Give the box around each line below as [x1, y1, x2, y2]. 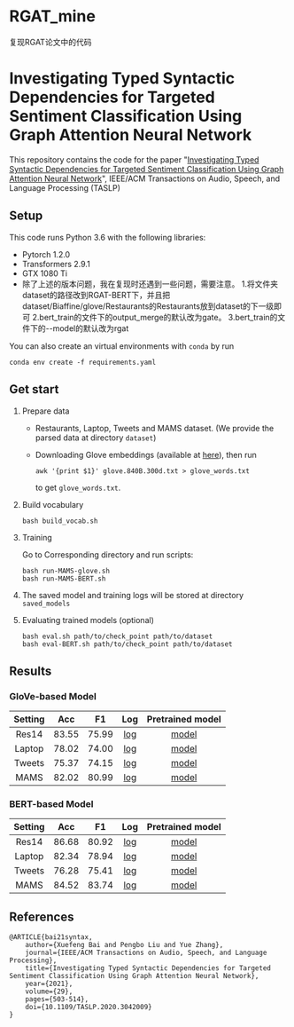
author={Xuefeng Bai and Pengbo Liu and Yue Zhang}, [25, 941, 224, 950]
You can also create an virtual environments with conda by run [9, 340, 235, 352]
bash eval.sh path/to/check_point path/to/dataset [21, 632, 213, 641]
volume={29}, [25, 987, 73, 996]
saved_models [21, 599, 71, 608]
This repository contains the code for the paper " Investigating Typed [9, 154, 259, 165]
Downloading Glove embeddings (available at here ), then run [35, 449, 257, 460]
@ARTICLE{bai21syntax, [9, 933, 93, 942]
